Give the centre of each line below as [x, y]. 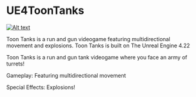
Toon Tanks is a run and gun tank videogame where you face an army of [97, 57]
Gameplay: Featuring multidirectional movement [66, 75]
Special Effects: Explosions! [41, 87]
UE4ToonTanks [45, 11]
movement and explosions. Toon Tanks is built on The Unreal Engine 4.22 [98, 45]
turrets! [15, 64]
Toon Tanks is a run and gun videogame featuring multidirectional [88, 39]
